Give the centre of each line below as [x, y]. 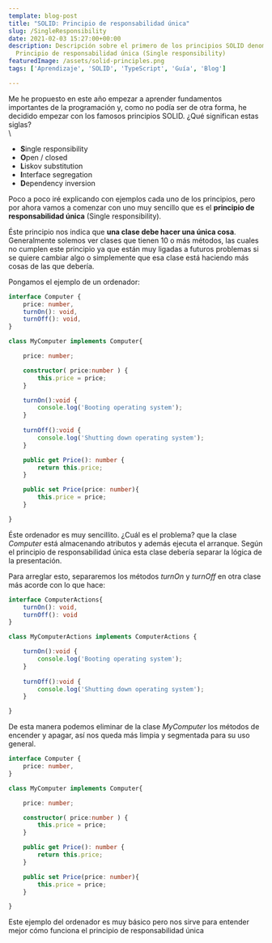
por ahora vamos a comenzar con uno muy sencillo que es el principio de [132, 207]
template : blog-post [43, 16]
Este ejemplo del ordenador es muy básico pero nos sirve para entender [129, 922]
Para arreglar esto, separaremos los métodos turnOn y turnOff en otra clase [135, 576]
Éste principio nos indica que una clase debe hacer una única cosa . [122, 232]
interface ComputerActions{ [56, 600]
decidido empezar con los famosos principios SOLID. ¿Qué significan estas [134, 116]
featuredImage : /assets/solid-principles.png [86, 62]
